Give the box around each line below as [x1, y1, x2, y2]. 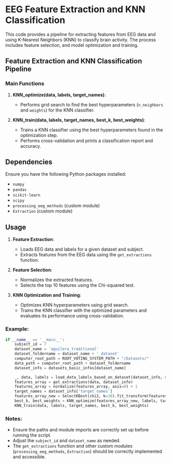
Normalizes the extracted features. [20, 277, 93, 283]
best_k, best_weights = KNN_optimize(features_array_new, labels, [14, 398, 158, 403]
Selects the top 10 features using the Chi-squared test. [20, 282, 135, 288]
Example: [5, 325, 29, 333]
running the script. [12, 432, 52, 439]
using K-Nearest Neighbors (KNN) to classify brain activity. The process [5, 37, 156, 43]
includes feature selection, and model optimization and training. [5, 42, 139, 48]
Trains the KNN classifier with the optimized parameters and [20, 307, 147, 314]
